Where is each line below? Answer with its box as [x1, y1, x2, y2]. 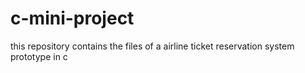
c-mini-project [10, 7, 135, 30]
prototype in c [10, 50, 68, 62]
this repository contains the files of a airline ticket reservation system [10, 40, 295, 52]
